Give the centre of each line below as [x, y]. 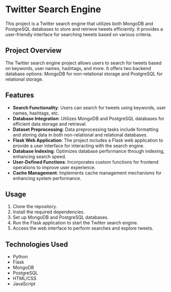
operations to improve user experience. [54, 167]
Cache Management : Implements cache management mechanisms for [87, 173]
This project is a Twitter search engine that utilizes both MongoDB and [79, 24]
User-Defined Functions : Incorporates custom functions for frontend [86, 162]
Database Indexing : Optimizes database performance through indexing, [89, 151]
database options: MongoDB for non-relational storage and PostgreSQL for [84, 74]
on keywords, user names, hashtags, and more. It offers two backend [78, 68]
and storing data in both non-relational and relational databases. [80, 134]
